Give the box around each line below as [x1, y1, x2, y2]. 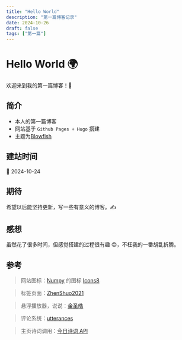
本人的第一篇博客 [14, 117, 57, 125]
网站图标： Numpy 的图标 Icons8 [20, 277, 100, 284]
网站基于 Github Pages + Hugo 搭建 [14, 125, 100, 132]
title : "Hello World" [6, 8, 60, 15]
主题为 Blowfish [14, 132, 52, 139]
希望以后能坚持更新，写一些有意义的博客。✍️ [6, 203, 117, 211]
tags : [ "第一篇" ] [6, 31, 46, 37]
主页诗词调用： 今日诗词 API [20, 328, 88, 335]
